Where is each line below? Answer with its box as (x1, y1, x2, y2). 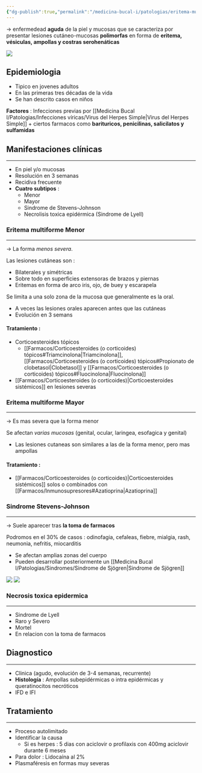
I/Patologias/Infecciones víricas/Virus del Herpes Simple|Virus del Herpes (6, 114, 189, 121)
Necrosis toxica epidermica (6, 592, 88, 600)
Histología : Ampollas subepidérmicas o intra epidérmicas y (14, 676, 164, 683)
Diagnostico (6, 648, 53, 658)
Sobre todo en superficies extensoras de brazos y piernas (14, 275, 159, 282)
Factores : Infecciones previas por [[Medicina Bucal (6, 107, 135, 115)
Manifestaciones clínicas (6, 144, 102, 154)
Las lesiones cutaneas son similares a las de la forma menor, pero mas (14, 441, 191, 448)
